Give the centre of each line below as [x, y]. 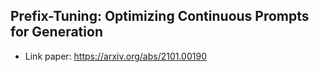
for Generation [56, 32]
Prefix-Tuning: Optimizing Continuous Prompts [160, 16]
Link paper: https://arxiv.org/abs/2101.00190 [115, 56]
